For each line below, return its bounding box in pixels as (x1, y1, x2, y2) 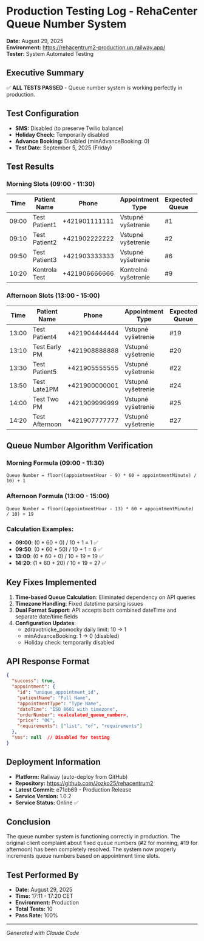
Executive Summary (6, 68, 84, 78)
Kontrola (32, 265, 57, 274)
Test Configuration (6, 108, 80, 119)
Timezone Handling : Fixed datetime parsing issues (15, 600, 144, 607)
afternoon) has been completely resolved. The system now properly (6, 846, 177, 853)
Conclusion (6, 817, 51, 827)
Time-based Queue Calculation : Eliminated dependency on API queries (15, 594, 196, 601)
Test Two (32, 395, 59, 403)
